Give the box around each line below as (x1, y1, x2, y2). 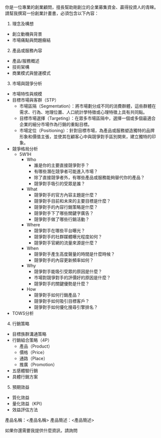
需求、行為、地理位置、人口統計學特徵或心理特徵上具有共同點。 (19, 109, 147, 115)
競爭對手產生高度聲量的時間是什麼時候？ (34, 251, 115, 257)
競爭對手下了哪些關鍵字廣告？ (34, 210, 94, 216)
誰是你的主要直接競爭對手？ (34, 163, 90, 168)
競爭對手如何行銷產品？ (34, 292, 81, 298)
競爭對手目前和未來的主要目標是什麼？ (34, 198, 111, 204)
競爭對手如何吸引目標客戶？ (34, 298, 90, 304)
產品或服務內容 (12, 48, 42, 53)
